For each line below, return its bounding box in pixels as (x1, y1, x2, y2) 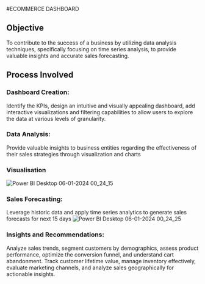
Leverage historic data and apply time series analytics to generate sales (6, 209, 187, 216)
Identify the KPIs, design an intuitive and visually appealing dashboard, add (6, 102, 195, 109)
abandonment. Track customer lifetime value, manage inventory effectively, (6, 257, 196, 264)
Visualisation (6, 166, 46, 174)
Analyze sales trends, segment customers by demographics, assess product (6, 244, 199, 252)
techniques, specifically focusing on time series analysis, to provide (6, 45, 177, 53)
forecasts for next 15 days (6, 215, 71, 222)
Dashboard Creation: (6, 88, 70, 96)
